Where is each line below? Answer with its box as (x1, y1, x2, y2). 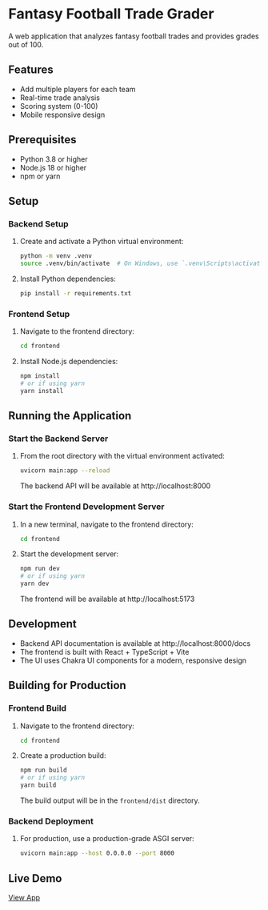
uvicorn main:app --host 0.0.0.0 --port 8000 (19, 849, 174, 857)
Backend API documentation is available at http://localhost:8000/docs (19, 638, 251, 648)
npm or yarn (19, 171, 61, 181)
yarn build (19, 781, 57, 789)
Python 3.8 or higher (19, 154, 88, 164)
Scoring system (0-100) (19, 101, 98, 110)
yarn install (19, 387, 64, 395)
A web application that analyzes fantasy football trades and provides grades (8, 31, 259, 41)
